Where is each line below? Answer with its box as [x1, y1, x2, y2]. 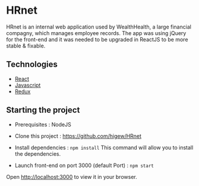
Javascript [14, 81, 41, 89]
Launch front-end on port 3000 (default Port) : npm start [14, 162, 154, 169]
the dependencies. [14, 150, 61, 157]
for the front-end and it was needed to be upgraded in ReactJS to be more [6, 36, 188, 43]
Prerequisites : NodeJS [14, 121, 71, 128]
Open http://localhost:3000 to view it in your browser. [6, 173, 138, 180]
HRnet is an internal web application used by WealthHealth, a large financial [6, 23, 192, 30]
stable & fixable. [6, 42, 46, 49]
